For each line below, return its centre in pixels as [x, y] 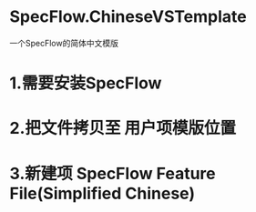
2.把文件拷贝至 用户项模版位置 [123, 128]
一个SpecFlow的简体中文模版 [64, 43]
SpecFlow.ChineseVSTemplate [128, 17]
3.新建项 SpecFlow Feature [113, 173]
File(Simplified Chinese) [102, 193]
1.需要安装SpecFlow [86, 83]
